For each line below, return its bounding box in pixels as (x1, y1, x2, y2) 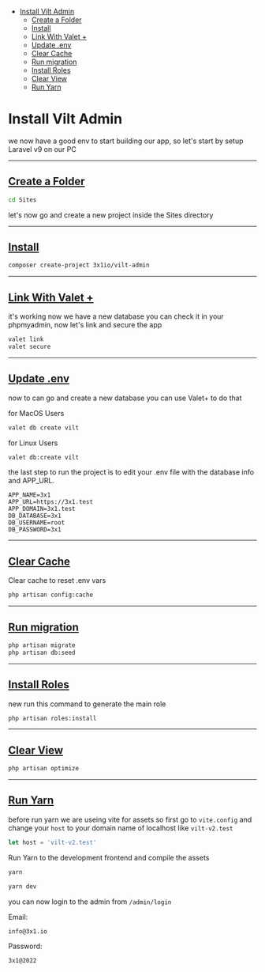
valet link (8, 335, 44, 343)
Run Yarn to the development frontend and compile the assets (8, 853, 210, 862)
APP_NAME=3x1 (8, 491, 51, 499)
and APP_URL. (8, 476, 55, 486)
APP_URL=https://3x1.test (8, 498, 93, 506)
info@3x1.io (8, 927, 47, 936)
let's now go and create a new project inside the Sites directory (8, 210, 214, 220)
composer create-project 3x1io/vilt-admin (8, 261, 150, 270)
